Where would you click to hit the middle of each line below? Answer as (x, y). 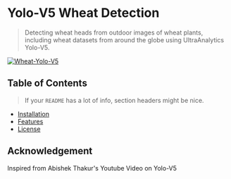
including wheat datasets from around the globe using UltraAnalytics (124, 39)
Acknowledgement (50, 151)
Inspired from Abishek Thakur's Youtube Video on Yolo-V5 (92, 168)
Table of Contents (48, 84)
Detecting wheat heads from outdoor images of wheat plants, (114, 32)
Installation (33, 113)
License (29, 129)
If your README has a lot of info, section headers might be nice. (114, 100)
